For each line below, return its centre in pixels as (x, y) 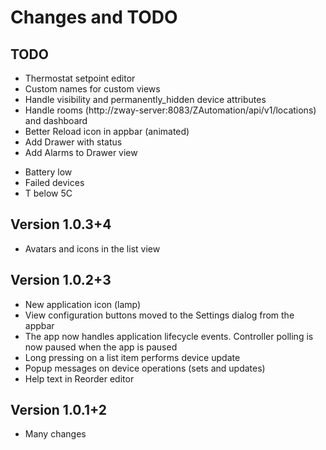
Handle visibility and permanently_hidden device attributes (145, 99)
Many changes (55, 434)
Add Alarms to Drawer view (81, 152)
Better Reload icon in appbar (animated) (107, 131)
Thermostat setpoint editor (80, 78)
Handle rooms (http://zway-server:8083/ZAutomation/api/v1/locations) (170, 110)
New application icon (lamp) (83, 304)
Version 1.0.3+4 (61, 224)
